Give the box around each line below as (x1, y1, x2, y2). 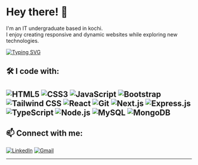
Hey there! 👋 (6, 5, 68, 19)
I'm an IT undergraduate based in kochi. (6, 25, 103, 32)
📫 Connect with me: (6, 129, 83, 139)
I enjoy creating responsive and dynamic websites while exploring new (6, 31, 178, 38)
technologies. (6, 37, 39, 44)
